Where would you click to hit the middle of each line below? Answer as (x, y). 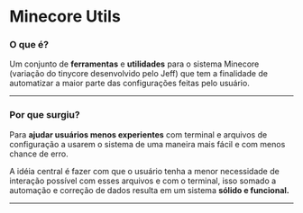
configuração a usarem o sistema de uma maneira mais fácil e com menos (147, 144)
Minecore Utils (65, 17)
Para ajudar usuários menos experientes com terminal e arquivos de (138, 134)
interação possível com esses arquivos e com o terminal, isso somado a (143, 181)
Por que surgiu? (45, 115)
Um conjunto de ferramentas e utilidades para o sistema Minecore (134, 64)
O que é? (29, 45)
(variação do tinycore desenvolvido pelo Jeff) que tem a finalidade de (139, 74)
